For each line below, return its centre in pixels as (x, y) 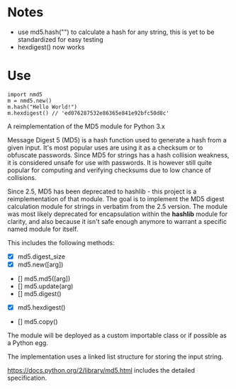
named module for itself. (43, 229)
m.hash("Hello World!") (43, 107)
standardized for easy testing (61, 39)
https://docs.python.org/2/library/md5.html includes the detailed (101, 371)
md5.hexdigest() (41, 308)
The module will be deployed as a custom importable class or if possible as (117, 336)
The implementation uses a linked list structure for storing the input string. (116, 357)
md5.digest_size (41, 256)
